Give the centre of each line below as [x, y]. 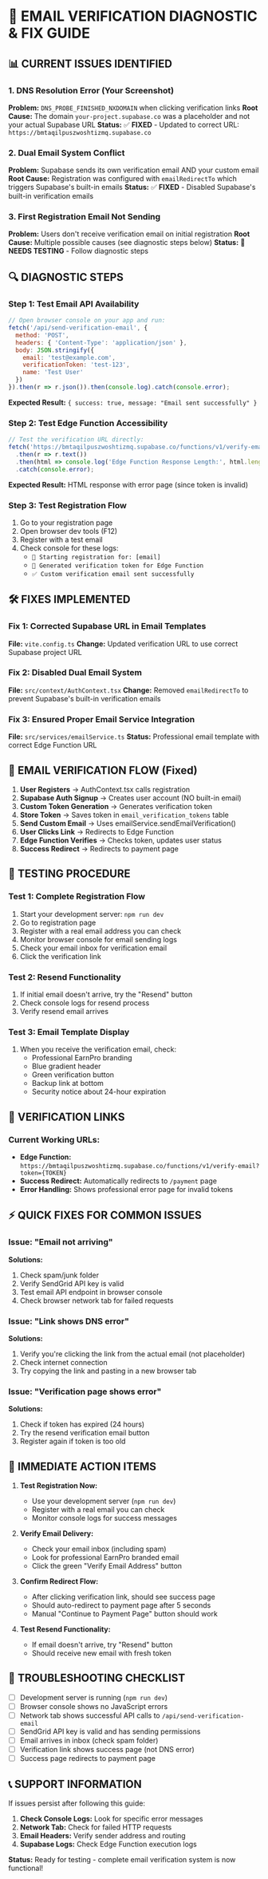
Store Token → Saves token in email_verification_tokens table [124, 815]
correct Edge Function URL [53, 745]
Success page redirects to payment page [87, 1759]
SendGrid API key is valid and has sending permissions [110, 1731]
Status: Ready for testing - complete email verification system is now [122, 1860]
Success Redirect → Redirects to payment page [99, 848]
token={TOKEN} [43, 1173]
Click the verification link [60, 956]
